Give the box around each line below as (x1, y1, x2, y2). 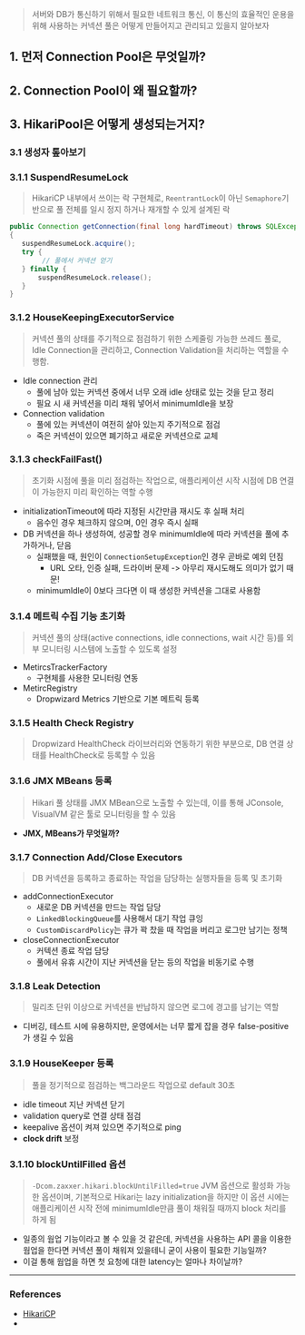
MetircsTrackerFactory (22, 662, 108, 672)
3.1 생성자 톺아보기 (9, 146, 86, 159)
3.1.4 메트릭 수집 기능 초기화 (9, 610, 125, 623)
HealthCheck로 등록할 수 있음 (48, 750, 156, 761)
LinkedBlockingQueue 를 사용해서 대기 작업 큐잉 (35, 913, 204, 924)
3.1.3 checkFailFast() (9, 453, 103, 466)
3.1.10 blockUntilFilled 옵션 (9, 1157, 127, 1170)
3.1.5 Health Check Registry (9, 717, 134, 730)
